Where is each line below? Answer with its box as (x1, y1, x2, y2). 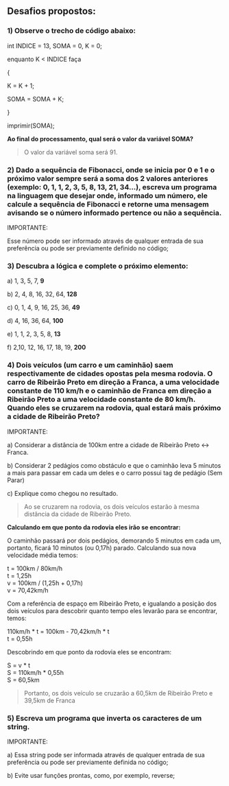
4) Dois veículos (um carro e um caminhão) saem (7, 360, 173, 370)
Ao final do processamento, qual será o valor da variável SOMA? (7, 134, 194, 143)
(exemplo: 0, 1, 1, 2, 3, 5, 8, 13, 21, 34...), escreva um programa (7, 182, 217, 191)
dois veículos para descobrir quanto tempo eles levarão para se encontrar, (7, 606, 218, 615)
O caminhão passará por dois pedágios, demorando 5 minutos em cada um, (7, 536, 221, 545)
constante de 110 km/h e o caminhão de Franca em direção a (7, 386, 212, 396)
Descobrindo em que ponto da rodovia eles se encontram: (7, 647, 172, 656)
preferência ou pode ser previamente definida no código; (7, 758, 169, 766)
